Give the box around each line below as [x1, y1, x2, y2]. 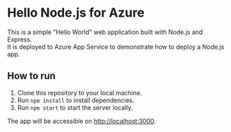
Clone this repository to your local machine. [17, 88, 142, 97]
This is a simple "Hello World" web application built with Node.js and [7, 28, 203, 36]
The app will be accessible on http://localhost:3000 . [7, 117, 156, 125]
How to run [7, 70, 56, 82]
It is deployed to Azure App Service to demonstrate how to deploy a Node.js [7, 42, 225, 51]
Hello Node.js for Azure [7, 5, 145, 21]
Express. [7, 35, 33, 43]
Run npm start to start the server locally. [17, 103, 133, 112]
